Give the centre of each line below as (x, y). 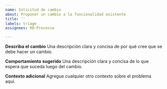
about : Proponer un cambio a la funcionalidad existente (66, 14)
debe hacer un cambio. (29, 52)
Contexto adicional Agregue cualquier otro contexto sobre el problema (78, 76)
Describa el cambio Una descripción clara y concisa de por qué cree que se (84, 46)
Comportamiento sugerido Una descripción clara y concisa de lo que (77, 61)
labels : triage (21, 23)
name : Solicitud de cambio (33, 10)
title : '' (15, 19)
